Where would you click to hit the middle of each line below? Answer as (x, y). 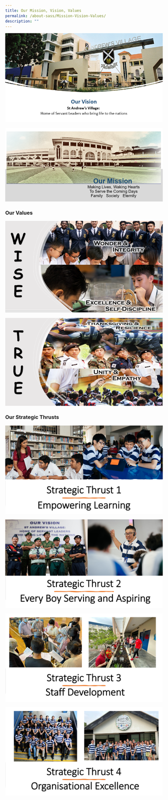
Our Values (19, 213)
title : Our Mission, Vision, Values (43, 11)
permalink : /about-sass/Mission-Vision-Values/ (56, 16)
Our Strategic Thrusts (32, 417)
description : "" (22, 21)
